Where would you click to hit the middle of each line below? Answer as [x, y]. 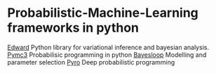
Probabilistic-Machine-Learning [103, 13]
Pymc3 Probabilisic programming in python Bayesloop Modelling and [107, 55]
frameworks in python [73, 28]
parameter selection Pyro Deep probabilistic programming [91, 62]
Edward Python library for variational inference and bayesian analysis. [108, 47]
